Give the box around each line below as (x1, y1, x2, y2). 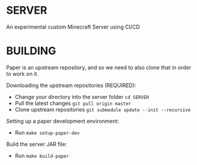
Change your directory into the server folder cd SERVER (14, 93, 149, 100)
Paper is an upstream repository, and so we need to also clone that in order (6, 64, 192, 71)
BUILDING (6, 44, 57, 58)
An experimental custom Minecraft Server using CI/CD (6, 23, 140, 30)
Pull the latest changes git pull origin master (14, 99, 131, 107)
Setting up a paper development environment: (6, 117, 119, 124)
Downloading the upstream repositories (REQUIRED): (6, 82, 136, 89)
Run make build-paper (14, 152, 69, 159)
